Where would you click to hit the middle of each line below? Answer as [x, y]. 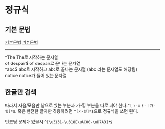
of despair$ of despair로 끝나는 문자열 [43, 63]
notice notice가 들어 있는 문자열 [36, 75]
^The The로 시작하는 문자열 [32, 57]
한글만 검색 [21, 93]
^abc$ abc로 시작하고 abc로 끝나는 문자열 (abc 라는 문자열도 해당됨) [71, 69]
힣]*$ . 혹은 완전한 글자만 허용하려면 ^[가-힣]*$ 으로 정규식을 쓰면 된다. [72, 111]
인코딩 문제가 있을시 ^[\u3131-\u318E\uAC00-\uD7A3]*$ [59, 121]
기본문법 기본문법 [22, 42]
